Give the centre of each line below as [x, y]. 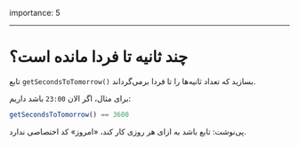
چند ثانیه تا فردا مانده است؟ [99, 57]
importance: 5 [35, 13]
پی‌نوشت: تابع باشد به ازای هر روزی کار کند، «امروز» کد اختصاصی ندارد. [128, 131]
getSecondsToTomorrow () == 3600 [69, 114]
